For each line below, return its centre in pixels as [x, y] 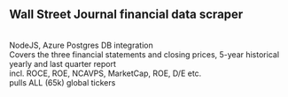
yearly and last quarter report [63, 63]
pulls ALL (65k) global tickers [62, 82]
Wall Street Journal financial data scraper [126, 15]
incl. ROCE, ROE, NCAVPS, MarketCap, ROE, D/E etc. [105, 73]
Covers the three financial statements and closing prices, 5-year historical [144, 54]
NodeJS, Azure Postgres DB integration [81, 45]
